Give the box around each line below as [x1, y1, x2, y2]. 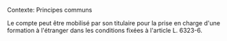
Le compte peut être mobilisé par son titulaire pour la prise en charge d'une [7, 19, 221, 27]
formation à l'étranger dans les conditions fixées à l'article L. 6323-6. [7, 27, 202, 34]
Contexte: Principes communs [7, 6, 93, 14]
